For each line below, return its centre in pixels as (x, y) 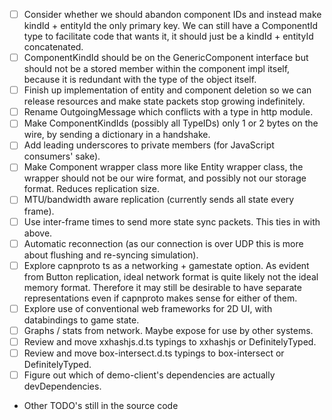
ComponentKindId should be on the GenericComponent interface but (166, 58)
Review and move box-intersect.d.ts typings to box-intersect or (154, 353)
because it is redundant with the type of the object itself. (140, 80)
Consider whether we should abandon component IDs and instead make (172, 14)
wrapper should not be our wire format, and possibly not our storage (165, 178)
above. (38, 233)
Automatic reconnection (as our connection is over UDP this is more (163, 243)
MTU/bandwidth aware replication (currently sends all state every (159, 200)
